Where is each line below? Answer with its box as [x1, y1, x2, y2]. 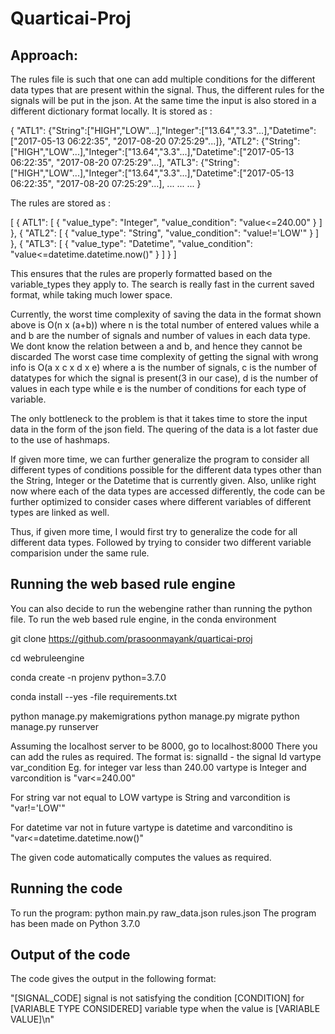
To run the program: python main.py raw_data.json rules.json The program [10, 907, 317, 919]
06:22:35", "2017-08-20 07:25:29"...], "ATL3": [10, 157, 199, 168]
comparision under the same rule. [10, 547, 150, 559]
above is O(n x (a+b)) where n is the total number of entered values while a [10, 319, 320, 331]
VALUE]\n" [10, 1013, 55, 1026]
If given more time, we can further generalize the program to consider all [10, 453, 310, 465]
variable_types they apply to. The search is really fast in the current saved [10, 278, 315, 290]
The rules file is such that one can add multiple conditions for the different [10, 73, 316, 85]
